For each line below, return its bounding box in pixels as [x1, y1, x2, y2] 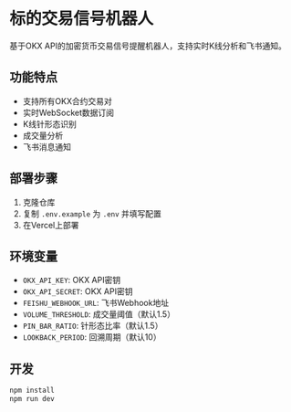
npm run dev [9, 395, 55, 404]
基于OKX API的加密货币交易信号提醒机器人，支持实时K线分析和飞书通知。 [9, 40, 287, 51]
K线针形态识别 [22, 118, 78, 129]
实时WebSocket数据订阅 [22, 107, 115, 118]
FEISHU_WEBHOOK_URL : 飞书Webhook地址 [22, 298, 170, 309]
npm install [9, 386, 55, 396]
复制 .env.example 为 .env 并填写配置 [22, 207, 162, 219]
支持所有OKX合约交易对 [22, 95, 112, 106]
